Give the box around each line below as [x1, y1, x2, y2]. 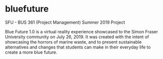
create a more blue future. [5, 49, 57, 55]
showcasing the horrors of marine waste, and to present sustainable [5, 39, 142, 44]
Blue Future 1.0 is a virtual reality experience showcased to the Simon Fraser [5, 29, 158, 34]
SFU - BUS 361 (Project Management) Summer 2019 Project [5, 19, 126, 25]
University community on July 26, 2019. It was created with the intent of [5, 34, 149, 40]
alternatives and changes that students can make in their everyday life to [5, 44, 151, 50]
